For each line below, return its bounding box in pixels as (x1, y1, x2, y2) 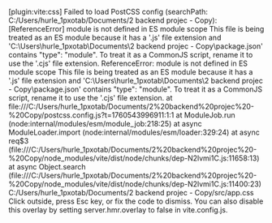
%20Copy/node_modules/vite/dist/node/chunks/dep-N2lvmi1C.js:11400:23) (8, 179, 262, 189)
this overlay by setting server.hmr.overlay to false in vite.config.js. (8, 205, 228, 214)
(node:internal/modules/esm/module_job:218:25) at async (8, 119, 202, 128)
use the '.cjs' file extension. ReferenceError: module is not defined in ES (8, 58, 248, 68)
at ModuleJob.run (175, 110, 235, 120)
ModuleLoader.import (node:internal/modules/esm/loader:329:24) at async (8, 127, 260, 137)
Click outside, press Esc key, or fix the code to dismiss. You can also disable (8, 196, 264, 206)
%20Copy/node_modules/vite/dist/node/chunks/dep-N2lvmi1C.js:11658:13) (8, 153, 260, 163)
